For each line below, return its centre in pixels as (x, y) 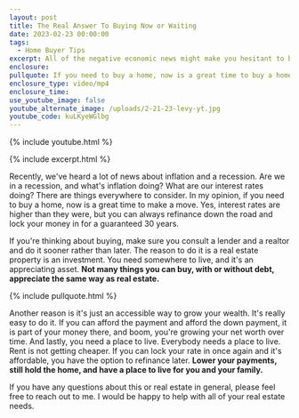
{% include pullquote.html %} (63, 296)
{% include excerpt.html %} (60, 159)
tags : (19, 42)
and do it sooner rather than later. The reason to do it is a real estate (134, 251)
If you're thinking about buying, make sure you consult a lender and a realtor (149, 241)
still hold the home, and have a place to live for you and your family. (136, 370)
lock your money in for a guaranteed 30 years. (94, 224)
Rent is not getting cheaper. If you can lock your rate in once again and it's (145, 351)
